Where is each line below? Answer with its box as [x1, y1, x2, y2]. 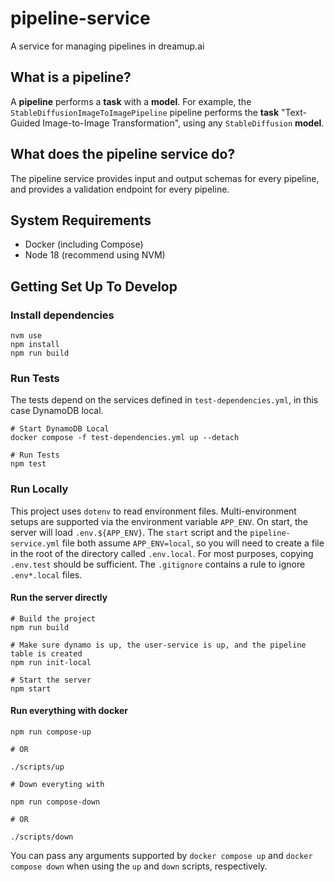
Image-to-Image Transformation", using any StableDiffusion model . [42, 117, 325, 129]
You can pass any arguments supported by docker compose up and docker [10, 850, 313, 862]
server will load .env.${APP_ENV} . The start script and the [10, 526, 248, 538]
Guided [10, 117, 41, 129]
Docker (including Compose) [24, 238, 144, 251]
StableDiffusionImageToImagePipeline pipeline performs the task [10, 106, 280, 118]
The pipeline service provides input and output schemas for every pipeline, [10, 172, 320, 184]
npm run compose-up [10, 727, 92, 737]
